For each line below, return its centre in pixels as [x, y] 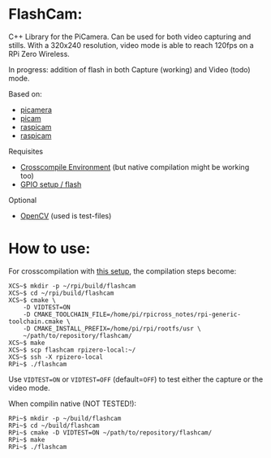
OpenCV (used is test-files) [66, 215]
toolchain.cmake [36, 322]
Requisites [26, 151]
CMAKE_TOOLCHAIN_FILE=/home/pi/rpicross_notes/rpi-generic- [138, 314]
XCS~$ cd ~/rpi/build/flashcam [61, 293]
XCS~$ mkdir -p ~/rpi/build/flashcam [72, 286]
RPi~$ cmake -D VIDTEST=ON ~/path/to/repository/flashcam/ [110, 432]
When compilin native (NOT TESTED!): [72, 404]
